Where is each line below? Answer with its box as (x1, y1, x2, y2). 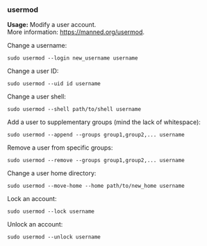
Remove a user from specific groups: (7, 143, 113, 152)
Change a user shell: (7, 92, 66, 101)
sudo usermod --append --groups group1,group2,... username (7, 132, 185, 139)
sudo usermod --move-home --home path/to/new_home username (7, 182, 185, 190)
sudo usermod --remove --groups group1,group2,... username (7, 157, 185, 164)
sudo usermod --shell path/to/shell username (7, 106, 141, 113)
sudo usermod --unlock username (7, 234, 101, 240)
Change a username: (7, 42, 67, 50)
